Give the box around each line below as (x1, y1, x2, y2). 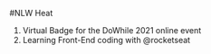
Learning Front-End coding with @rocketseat (22, 35, 191, 45)
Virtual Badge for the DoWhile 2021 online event (22, 25, 202, 35)
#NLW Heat (9, 8, 53, 18)
